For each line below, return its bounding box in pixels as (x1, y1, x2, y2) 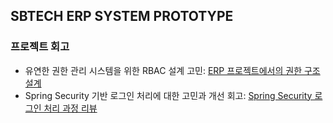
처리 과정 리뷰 (43, 102, 98, 114)
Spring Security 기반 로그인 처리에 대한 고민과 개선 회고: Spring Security (24, 89, 313, 101)
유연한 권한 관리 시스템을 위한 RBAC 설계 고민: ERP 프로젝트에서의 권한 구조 (24, 64, 321, 76)
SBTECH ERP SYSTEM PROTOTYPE (10, 8, 234, 25)
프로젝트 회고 (10, 40, 70, 54)
